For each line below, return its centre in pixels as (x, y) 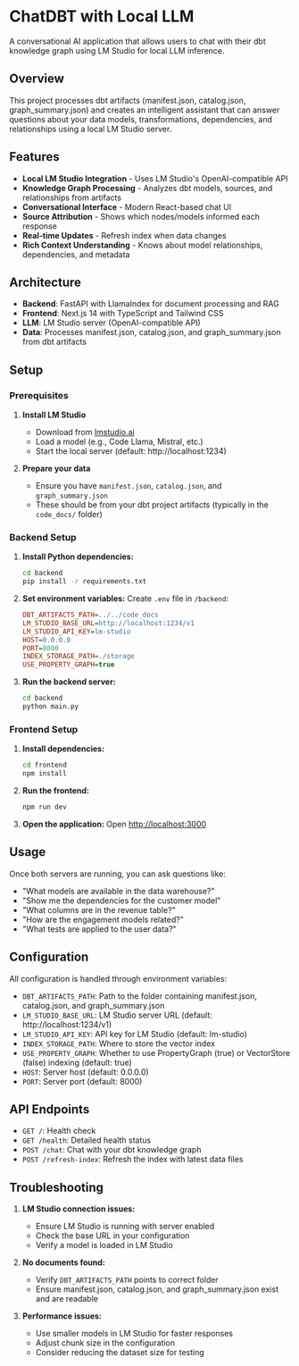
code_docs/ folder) (69, 515)
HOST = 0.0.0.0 (46, 640)
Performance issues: (62, 1316)
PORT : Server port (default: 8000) (82, 1081)
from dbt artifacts (54, 342)
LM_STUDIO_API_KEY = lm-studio (76, 632)
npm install (44, 774)
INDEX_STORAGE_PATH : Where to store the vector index (119, 1043)
